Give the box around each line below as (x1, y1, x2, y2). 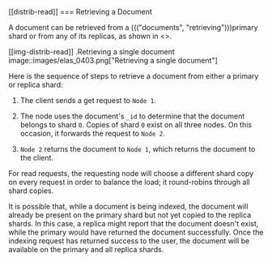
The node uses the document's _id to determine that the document (19, 111, 245, 121)
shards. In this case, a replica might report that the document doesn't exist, (8, 219, 259, 228)
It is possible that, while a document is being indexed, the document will (8, 202, 249, 211)
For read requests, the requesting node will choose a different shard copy (8, 169, 254, 178)
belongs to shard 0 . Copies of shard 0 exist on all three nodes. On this (19, 120, 253, 129)
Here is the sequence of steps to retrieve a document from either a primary (8, 71, 259, 80)
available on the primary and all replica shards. (8, 245, 164, 254)
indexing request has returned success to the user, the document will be (8, 236, 250, 246)
